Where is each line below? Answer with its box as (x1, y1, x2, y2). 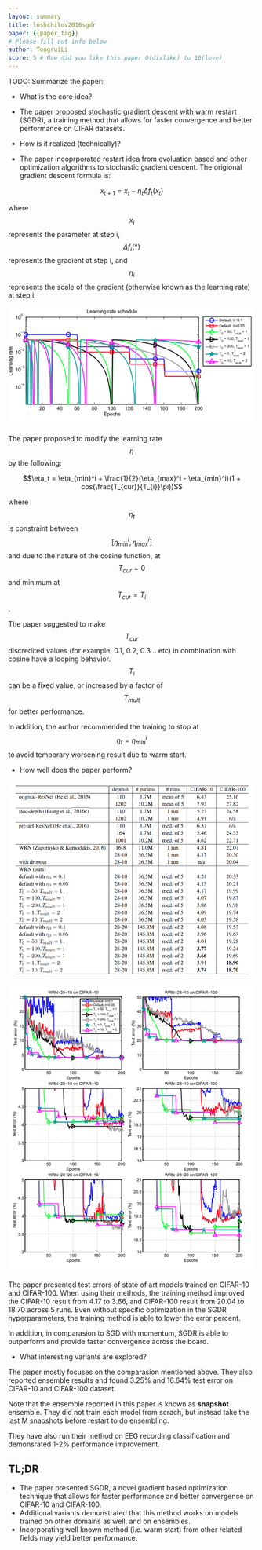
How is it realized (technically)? (19, 139, 122, 148)
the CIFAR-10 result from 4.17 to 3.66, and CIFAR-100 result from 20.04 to (8, 1296, 245, 1307)
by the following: (8, 459, 62, 468)
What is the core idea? (19, 92, 93, 101)
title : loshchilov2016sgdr (8, 20, 96, 29)
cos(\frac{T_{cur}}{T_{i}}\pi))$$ (81, 482, 183, 492)
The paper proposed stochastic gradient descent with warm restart (19, 107, 237, 116)
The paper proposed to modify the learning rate (8, 434, 162, 444)
